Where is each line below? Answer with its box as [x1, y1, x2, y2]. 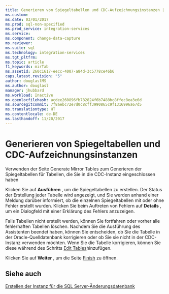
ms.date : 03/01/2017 [5, 17, 49, 22]
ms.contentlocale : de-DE [5, 111, 58, 117]
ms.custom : [5, 12, 28, 17]
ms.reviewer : [5, 41, 33, 46]
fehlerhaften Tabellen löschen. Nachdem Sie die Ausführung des [5, 223, 141, 229]
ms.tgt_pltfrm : [5, 54, 38, 60]
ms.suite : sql [5, 45, 36, 50]
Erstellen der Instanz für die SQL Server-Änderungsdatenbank [5, 283, 136, 289]
